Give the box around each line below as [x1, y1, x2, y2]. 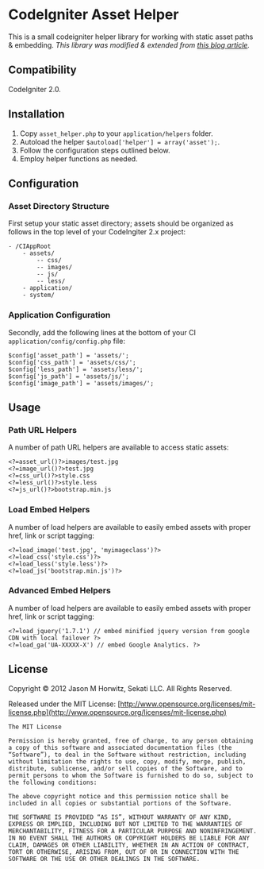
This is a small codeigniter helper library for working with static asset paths [8, 32, 254, 41]
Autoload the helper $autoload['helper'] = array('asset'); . [19, 137, 220, 146]
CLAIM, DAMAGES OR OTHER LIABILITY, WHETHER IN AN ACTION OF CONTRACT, [8, 840, 250, 849]
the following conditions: [8, 778, 98, 786]
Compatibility [8, 64, 77, 77]
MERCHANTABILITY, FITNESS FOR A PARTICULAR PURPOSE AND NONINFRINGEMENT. [8, 827, 258, 835]
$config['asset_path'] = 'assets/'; [8, 351, 129, 359]
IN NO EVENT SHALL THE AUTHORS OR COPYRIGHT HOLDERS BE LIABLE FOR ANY [8, 834, 250, 842]
